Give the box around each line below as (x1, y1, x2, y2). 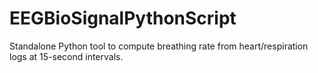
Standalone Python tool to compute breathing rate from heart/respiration (9, 40, 309, 52)
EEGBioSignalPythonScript (9, 7, 237, 30)
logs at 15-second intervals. (9, 50, 124, 62)
